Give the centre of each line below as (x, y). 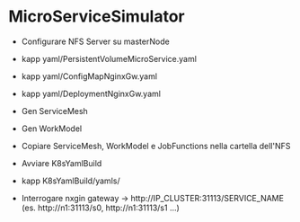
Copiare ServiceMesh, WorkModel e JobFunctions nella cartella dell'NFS (156, 146)
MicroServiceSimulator (97, 17)
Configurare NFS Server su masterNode (95, 41)
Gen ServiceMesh (55, 111)
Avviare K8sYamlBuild (62, 163)
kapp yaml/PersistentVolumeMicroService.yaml (109, 58)
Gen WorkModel (52, 129)
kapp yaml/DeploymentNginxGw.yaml (91, 93)
